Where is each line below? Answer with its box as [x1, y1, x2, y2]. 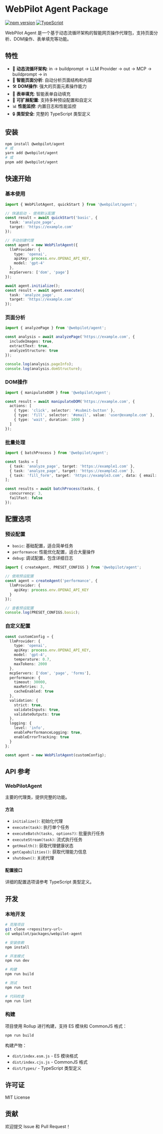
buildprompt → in [12, 71, 48, 77]
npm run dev [5, 958, 29, 963]
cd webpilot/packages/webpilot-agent [5, 931, 82, 936]
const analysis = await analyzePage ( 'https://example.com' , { [5, 334, 135, 339]
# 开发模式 [5, 954, 25, 959]
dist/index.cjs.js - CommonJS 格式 [12, 1059, 88, 1065]
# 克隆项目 [5, 922, 25, 927]
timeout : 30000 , [14, 680, 48, 685]
